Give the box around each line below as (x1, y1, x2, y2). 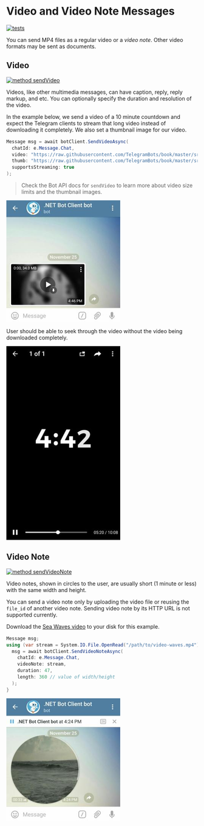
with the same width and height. (6, 586, 87, 593)
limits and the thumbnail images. (21, 188, 103, 196)
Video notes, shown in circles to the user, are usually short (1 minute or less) (6, 580, 197, 587)
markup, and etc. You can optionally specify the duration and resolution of (6, 94, 192, 102)
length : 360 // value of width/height (17, 674, 115, 680)
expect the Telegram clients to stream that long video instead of (6, 119, 166, 127)
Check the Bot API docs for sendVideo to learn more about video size (21, 182, 193, 189)
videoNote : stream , (17, 661, 67, 668)
